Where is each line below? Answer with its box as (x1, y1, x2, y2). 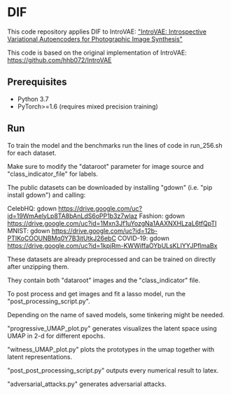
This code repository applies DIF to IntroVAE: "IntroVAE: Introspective (7, 27, 206, 36)
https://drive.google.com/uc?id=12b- (51, 226, 158, 235)
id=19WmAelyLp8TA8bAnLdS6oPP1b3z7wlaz (7, 212, 138, 220)
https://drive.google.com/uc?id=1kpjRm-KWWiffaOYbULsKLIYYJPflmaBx (7, 241, 218, 249)
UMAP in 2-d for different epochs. (7, 331, 106, 340)
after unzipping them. (7, 262, 69, 270)
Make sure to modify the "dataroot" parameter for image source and (7, 162, 204, 170)
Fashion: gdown (139, 212, 185, 220)
